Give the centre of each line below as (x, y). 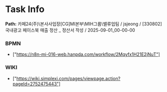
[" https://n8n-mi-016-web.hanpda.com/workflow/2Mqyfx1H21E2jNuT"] (86, 54)
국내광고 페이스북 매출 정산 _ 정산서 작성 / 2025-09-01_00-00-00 (70, 30)
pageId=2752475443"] (36, 83)
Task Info (25, 9)
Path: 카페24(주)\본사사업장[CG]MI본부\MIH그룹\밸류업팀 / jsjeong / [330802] (84, 24)
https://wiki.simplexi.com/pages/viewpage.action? (68, 78)
